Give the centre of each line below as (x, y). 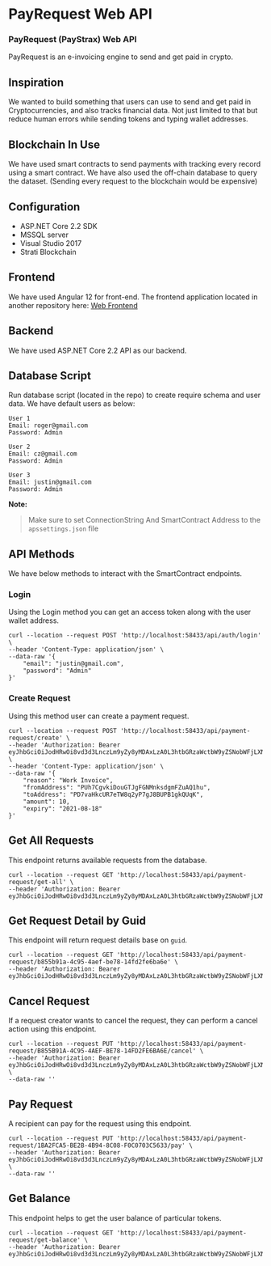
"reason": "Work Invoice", (68, 780)
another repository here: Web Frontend (73, 305)
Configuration (44, 207)
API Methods (42, 554)
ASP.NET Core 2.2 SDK (59, 226)
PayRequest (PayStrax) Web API (73, 40)
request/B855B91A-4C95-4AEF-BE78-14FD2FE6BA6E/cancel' (102, 1051)
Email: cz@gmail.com (43, 454)
